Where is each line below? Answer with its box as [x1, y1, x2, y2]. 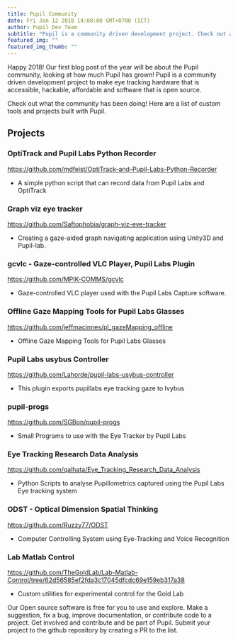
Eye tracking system [17, 487, 78, 495]
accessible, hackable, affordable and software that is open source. [7, 86, 202, 94]
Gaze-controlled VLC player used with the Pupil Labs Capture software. [17, 289, 227, 297]
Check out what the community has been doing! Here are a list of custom [7, 99, 221, 107]
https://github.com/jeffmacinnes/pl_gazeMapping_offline [7, 322, 174, 331]
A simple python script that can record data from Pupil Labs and [17, 178, 205, 187]
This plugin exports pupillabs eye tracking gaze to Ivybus [17, 384, 185, 393]
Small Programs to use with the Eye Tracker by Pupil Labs [17, 432, 186, 440]
